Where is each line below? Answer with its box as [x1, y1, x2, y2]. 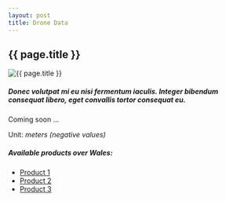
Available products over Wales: [8, 148, 113, 157]
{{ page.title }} [8, 48, 81, 61]
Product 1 [19, 168, 51, 177]
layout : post [8, 11, 51, 20]
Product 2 [19, 176, 53, 185]
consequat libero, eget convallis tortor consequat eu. [8, 95, 186, 104]
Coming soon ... [8, 115, 60, 124]
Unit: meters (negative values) [8, 130, 106, 140]
